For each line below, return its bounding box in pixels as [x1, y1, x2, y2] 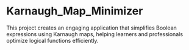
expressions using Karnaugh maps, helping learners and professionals [6, 30, 184, 37]
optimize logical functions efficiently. [6, 37, 99, 44]
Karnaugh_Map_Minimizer [6, 4, 143, 18]
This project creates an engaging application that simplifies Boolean [6, 24, 177, 31]
